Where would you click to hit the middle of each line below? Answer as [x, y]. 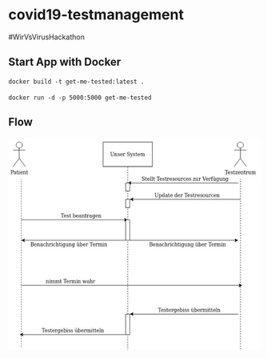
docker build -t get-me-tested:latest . [77, 82]
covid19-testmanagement [96, 15]
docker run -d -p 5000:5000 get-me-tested [80, 98]
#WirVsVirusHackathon [47, 37]
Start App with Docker [65, 62]
